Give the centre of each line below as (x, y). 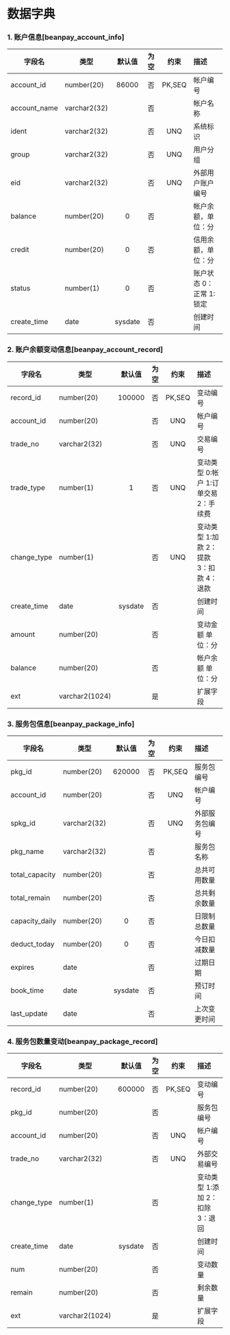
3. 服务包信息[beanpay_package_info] (71, 723)
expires (22, 967)
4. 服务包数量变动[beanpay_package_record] (82, 1042)
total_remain (30, 898)
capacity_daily (34, 921)
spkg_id (23, 823)
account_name (34, 108)
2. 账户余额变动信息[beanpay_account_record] (85, 349)
